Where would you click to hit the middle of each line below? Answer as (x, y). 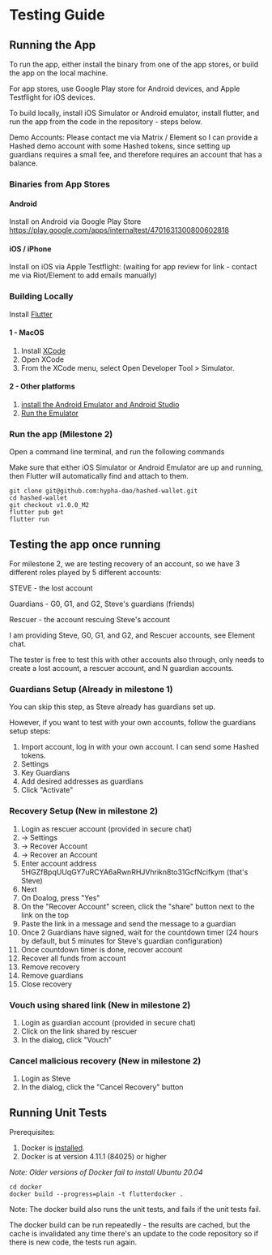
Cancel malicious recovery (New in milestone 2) (105, 1060)
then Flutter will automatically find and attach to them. (99, 476)
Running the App (53, 45)
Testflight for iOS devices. (52, 97)
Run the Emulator (50, 413)
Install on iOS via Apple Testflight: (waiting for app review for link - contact (133, 267)
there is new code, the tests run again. (73, 1242)
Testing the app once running (85, 544)
